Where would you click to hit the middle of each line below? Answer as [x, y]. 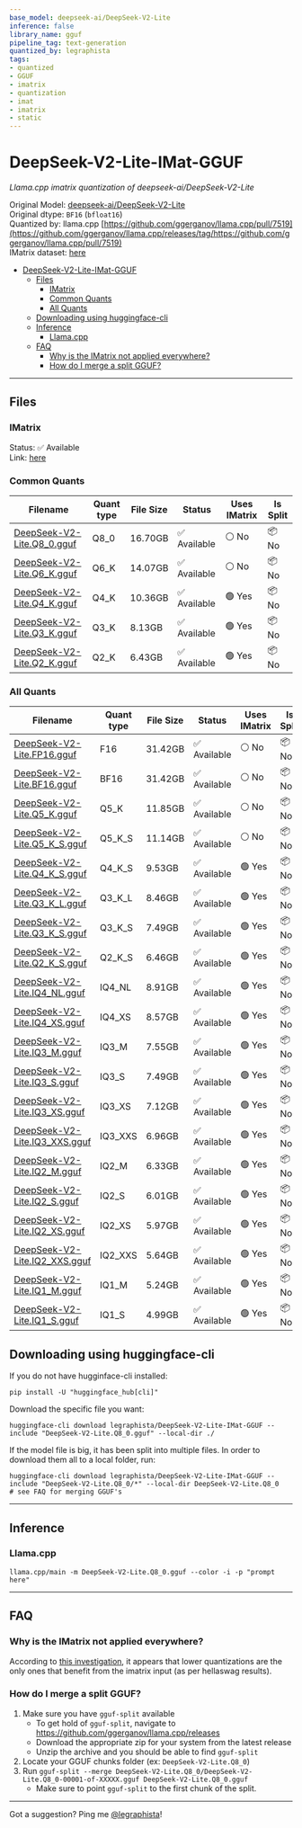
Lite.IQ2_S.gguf [46, 1201]
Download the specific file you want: [77, 1409]
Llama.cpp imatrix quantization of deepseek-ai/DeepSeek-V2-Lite [132, 187]
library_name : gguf [46, 34]
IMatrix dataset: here [48, 253]
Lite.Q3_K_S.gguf [50, 933]
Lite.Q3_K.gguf [46, 633]
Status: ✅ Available [44, 447]
